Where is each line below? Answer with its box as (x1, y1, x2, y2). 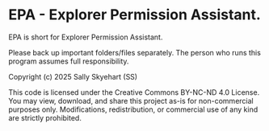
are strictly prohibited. (8, 113, 82, 122)
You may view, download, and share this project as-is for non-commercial (8, 96, 254, 105)
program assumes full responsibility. (8, 56, 129, 66)
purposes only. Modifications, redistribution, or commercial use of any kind (8, 104, 258, 114)
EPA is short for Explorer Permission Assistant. (8, 32, 163, 42)
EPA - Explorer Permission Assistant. (8, 6, 261, 24)
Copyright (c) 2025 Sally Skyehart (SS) (8, 72, 138, 81)
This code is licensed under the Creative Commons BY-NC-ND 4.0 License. (8, 87, 260, 97)
